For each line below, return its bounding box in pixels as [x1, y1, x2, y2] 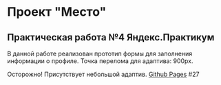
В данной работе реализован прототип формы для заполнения [7, 49, 193, 58]
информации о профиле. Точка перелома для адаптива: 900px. [7, 57, 193, 65]
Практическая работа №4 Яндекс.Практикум [7, 32, 215, 43]
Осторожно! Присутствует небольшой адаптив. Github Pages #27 [7, 70, 200, 78]
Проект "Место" [7, 4, 107, 20]
